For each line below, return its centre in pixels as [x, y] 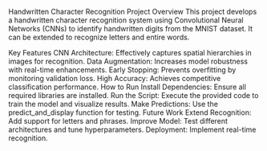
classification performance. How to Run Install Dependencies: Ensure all [127, 87]
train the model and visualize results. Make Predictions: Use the [113, 104]
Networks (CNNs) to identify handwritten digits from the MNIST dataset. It [131, 29]
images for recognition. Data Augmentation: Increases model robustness [128, 61]
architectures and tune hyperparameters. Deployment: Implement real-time [132, 129]
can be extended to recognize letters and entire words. [99, 37]
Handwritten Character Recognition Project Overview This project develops [133, 12]
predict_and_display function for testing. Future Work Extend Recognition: [130, 112]
